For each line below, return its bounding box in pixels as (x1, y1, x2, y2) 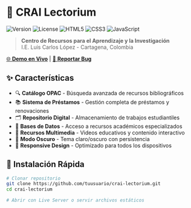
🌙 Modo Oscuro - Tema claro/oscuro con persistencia (15, 135, 150, 142)
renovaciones (15, 107, 50, 114)
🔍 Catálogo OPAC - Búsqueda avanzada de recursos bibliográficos (15, 89, 184, 96)
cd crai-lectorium (6, 186, 53, 192)
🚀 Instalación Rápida (6, 159, 85, 169)
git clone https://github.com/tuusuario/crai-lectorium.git (6, 181, 161, 187)
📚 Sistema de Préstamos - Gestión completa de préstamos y (15, 98, 169, 106)
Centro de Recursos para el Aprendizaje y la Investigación (21, 37, 170, 44)
